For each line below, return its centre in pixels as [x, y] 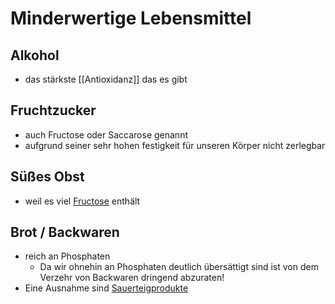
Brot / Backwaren [65, 232]
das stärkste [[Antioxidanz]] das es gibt [106, 79]
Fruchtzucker [53, 110]
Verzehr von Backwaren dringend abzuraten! [132, 278]
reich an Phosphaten [67, 256]
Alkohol [35, 55]
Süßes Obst [47, 177]
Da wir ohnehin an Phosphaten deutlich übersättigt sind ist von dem [179, 267]
